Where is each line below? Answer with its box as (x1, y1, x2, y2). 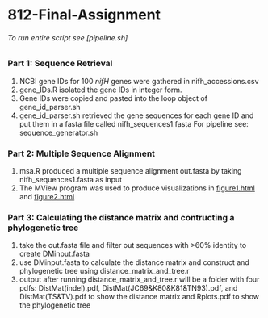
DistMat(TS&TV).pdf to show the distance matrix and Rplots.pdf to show (19, 292, 260, 302)
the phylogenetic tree (19, 300, 91, 310)
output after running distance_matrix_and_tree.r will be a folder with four (19, 274, 260, 284)
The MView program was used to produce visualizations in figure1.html (19, 183, 255, 193)
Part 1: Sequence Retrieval (7, 58, 113, 69)
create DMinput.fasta (19, 249, 90, 259)
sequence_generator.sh (19, 128, 98, 137)
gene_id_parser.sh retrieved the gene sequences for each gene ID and (19, 111, 254, 120)
